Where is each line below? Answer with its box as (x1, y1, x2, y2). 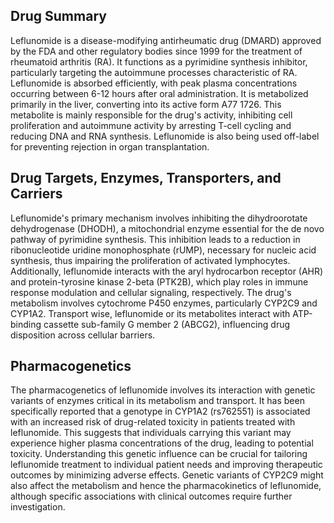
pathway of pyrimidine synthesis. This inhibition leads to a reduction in (10, 233, 301, 245)
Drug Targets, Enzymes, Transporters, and (10, 170, 282, 187)
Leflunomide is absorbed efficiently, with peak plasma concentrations (10, 77, 298, 89)
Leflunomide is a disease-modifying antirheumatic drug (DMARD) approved (10, 34, 322, 46)
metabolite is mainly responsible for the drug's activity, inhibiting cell (10, 109, 293, 121)
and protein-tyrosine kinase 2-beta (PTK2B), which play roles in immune (10, 275, 309, 288)
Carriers (10, 185, 63, 203)
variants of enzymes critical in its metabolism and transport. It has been (10, 395, 305, 407)
